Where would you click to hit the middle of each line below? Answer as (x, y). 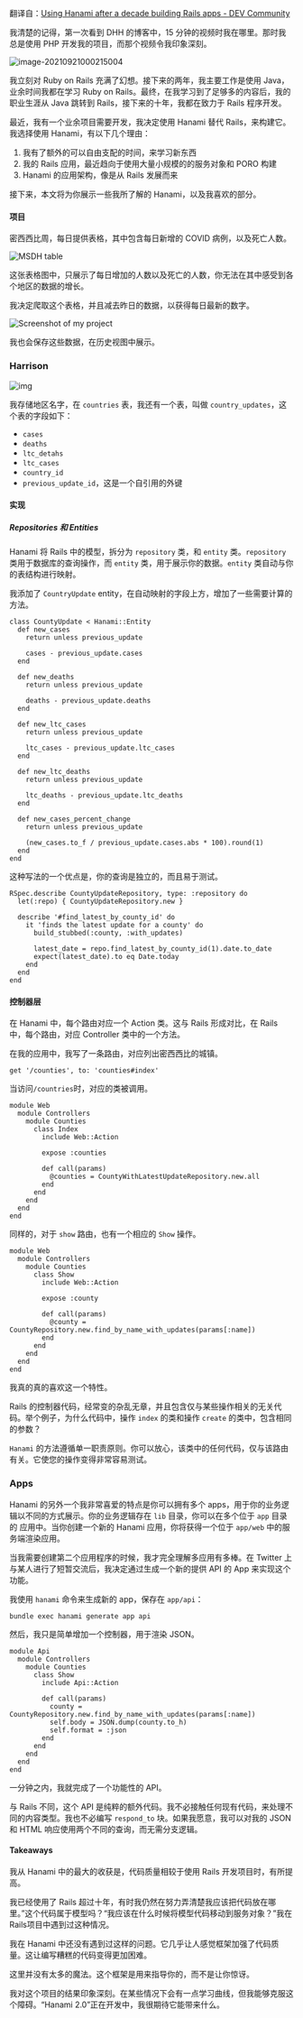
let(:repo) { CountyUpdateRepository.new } (100, 902)
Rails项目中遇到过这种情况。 (62, 1924)
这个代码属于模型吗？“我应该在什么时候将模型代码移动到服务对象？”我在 (159, 1913)
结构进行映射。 (53, 575)
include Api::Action (80, 1682)
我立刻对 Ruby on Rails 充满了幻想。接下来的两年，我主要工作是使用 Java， (150, 80)
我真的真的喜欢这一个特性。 (61, 1387)
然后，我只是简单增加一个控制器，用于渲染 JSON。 (105, 1634)
